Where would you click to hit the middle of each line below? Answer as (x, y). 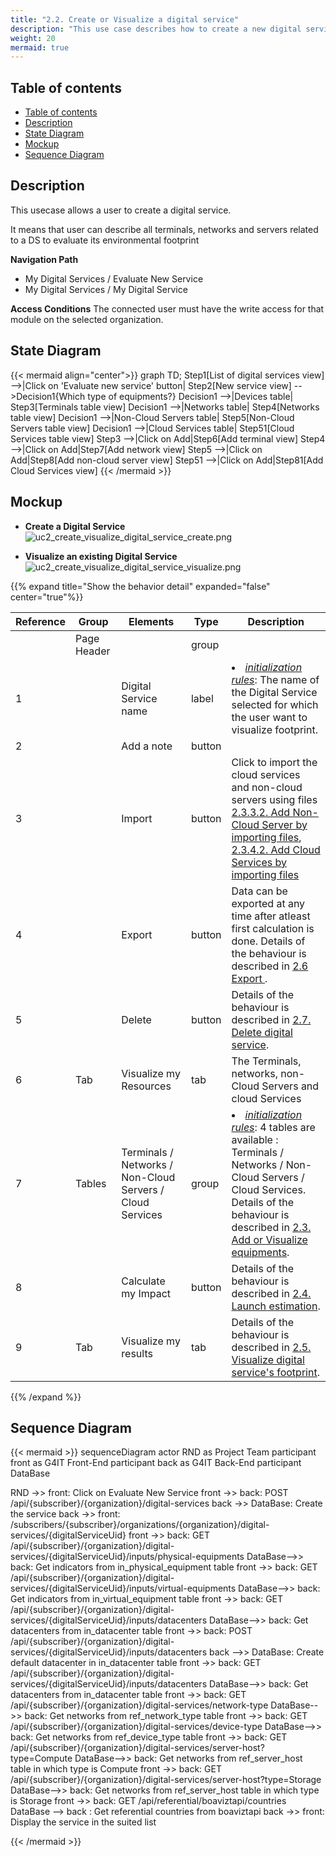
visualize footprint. (274, 729)
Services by (259, 862)
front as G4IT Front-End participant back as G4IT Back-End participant (156, 1463)
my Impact (146, 1293)
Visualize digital (268, 1359)
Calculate (143, 1281)
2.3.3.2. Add (261, 812)
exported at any (268, 903)
